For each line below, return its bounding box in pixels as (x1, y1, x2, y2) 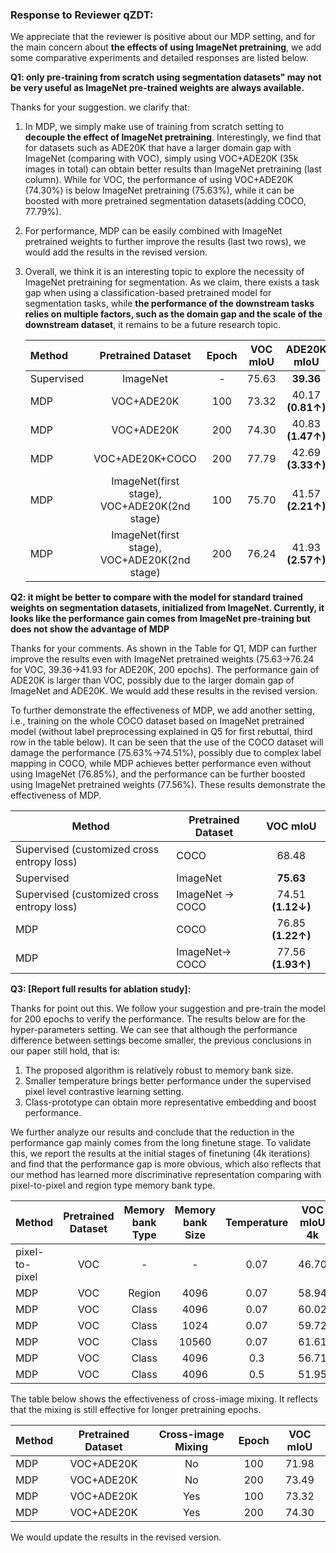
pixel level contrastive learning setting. (24, 1086, 184, 1098)
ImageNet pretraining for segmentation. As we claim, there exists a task (24, 276, 320, 288)
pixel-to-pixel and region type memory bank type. (10, 1179, 216, 1192)
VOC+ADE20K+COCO (93, 452, 197, 466)
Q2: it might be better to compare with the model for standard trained (10, 591, 303, 603)
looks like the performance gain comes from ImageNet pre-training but (10, 613, 311, 625)
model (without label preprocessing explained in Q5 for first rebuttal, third (10, 726, 313, 738)
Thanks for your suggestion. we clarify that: (10, 101, 190, 113)
